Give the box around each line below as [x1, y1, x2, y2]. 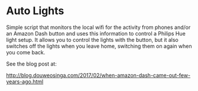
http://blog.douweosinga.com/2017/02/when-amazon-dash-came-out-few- [6, 71, 191, 79]
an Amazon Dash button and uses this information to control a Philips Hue [6, 30, 186, 37]
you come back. [6, 48, 46, 56]
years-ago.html [6, 78, 44, 85]
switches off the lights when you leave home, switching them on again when [6, 43, 192, 50]
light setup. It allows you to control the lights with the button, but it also [6, 36, 178, 43]
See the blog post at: [6, 60, 57, 67]
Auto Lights [6, 4, 64, 18]
